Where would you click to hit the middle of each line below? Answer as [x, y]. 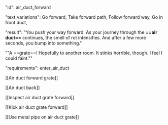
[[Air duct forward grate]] [32, 78]
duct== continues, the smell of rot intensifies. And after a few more [76, 38]
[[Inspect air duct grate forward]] [40, 97]
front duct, [16, 23]
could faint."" [19, 58]
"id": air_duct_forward [28, 7]
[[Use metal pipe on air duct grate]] [42, 117]
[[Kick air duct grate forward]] [37, 107]
